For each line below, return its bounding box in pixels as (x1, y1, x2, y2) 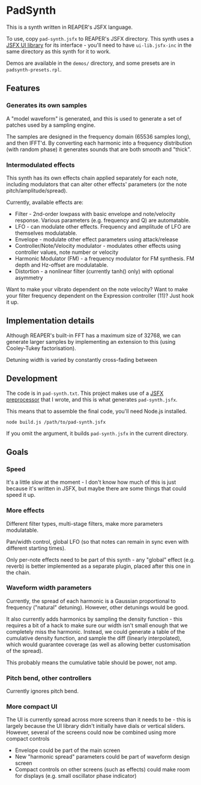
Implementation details (6, 316, 95, 326)
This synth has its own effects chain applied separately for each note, (6, 174, 178, 181)
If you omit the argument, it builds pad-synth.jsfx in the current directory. (6, 430, 188, 437)
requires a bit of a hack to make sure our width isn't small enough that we (6, 622, 188, 629)
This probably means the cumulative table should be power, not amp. (6, 658, 178, 666)
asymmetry (14, 274, 43, 281)
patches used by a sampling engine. (6, 121, 96, 128)
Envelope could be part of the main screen (14, 747, 121, 754)
